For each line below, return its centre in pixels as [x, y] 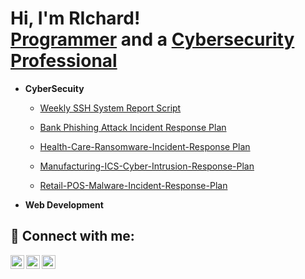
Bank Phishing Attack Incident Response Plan [133, 127]
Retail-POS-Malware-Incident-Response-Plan [133, 185]
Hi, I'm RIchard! [75, 18]
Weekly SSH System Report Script [110, 108]
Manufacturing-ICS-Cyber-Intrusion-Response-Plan [147, 166]
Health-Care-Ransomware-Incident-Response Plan [145, 146]
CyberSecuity [54, 88]
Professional [64, 61]
